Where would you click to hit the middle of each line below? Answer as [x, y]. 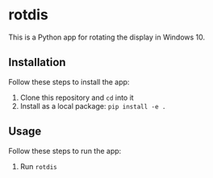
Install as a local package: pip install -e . [93, 106]
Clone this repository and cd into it [77, 97]
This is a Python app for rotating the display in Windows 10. [107, 37]
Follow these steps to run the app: [65, 151]
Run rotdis [39, 166]
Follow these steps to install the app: [69, 81]
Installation [37, 62]
